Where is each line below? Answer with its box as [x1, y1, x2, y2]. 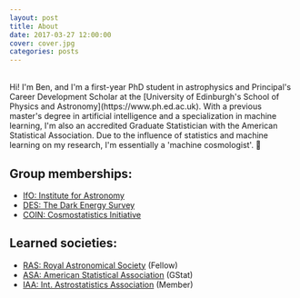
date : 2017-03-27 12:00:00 [9, 30, 112, 39]
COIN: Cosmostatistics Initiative [22, 209, 142, 220]
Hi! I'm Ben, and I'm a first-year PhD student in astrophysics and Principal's [9, 82, 292, 93]
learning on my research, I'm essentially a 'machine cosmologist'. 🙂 [9, 140, 262, 151]
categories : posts [9, 47, 79, 56]
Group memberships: [9, 165, 133, 182]
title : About [9, 22, 59, 31]
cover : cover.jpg [9, 38, 75, 48]
